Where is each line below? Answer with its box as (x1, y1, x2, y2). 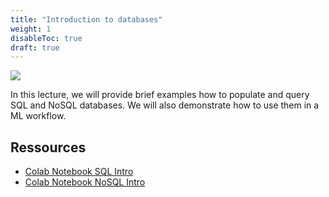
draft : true (10, 42, 60, 53)
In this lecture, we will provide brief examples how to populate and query (10, 89, 310, 101)
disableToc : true (10, 33, 83, 43)
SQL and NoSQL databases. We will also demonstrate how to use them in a (10, 99, 320, 111)
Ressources (10, 139, 87, 156)
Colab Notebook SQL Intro (24, 166, 134, 178)
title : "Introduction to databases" (10, 14, 163, 25)
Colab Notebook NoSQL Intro (24, 176, 146, 188)
